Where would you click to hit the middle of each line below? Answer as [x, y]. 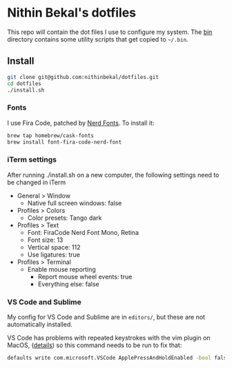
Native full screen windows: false [75, 203]
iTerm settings [32, 159]
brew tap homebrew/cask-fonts [51, 135]
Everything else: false [69, 284]
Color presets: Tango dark [65, 218]
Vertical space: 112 [54, 247]
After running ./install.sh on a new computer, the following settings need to [113, 175]
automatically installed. [40, 324]
